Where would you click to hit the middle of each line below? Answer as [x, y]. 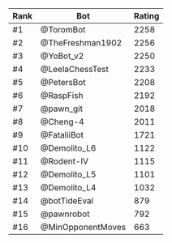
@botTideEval [67, 200]
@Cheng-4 [62, 122]
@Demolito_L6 [68, 148]
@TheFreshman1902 [81, 43]
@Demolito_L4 [68, 188]
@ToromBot [63, 30]
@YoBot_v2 [62, 56]
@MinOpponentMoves [83, 227]
